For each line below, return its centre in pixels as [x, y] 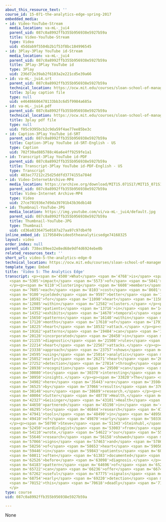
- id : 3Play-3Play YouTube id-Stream [44, 51]
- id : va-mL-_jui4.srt [28, 79]
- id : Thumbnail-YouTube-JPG [35, 207]
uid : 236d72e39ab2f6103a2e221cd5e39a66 [51, 74]
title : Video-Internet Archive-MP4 [46, 193]
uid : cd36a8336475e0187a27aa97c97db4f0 [51, 230]
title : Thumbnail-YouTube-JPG [41, 221]
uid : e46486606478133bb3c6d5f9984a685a [51, 102]
